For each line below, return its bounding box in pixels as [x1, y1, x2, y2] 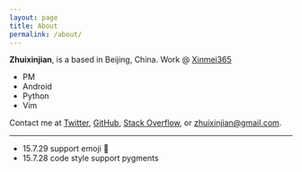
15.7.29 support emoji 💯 [22, 143, 110, 154]
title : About [9, 21, 58, 30]
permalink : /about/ [9, 30, 83, 39]
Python [22, 90, 49, 101]
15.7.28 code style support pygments [22, 153, 159, 164]
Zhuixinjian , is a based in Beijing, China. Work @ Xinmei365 [9, 55, 232, 65]
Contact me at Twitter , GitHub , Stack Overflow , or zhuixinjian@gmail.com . [9, 117, 282, 128]
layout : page [9, 13, 58, 22]
